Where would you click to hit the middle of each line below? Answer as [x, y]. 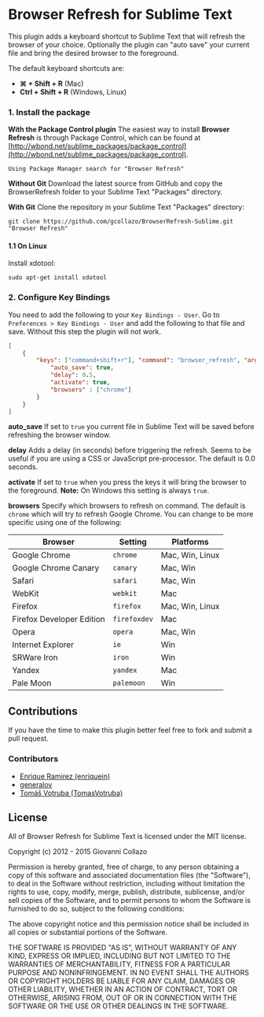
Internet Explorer [43, 645]
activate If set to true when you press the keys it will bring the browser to [127, 483]
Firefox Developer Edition [59, 619]
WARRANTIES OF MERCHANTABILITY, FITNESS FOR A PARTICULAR [119, 964]
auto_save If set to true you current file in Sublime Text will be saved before [132, 427]
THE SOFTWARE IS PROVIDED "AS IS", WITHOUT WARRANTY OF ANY [123, 948]
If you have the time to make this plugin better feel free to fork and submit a [130, 730]
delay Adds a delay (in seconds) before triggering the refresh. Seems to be [130, 450]
